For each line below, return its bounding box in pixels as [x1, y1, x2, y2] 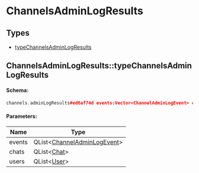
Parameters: [6, 113, 37, 120]
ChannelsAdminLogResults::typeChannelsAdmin [6, 61, 192, 71]
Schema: [6, 86, 29, 93]
